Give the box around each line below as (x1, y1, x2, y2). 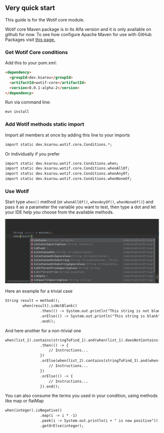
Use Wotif (5, 188, 29, 195)
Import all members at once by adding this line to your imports (5, 132, 130, 138)
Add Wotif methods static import (5, 121, 84, 128)
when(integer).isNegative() (5, 408, 62, 413)
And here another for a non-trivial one (5, 328, 82, 334)
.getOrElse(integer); (40, 424, 84, 429)
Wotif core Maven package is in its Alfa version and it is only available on (5, 26, 151, 32)
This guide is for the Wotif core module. (5, 17, 85, 22)
